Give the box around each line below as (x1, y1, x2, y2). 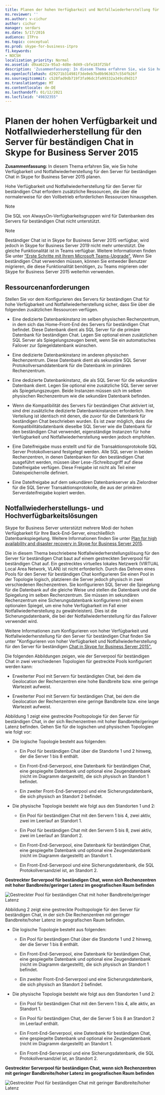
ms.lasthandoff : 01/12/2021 (5, 90, 63, 95)
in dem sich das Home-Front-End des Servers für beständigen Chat (12, 322, 149, 327)
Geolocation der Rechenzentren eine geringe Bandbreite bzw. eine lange (12, 698, 160, 704)
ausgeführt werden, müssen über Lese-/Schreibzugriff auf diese (12, 459, 143, 465)
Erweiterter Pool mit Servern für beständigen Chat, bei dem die (12, 693, 140, 699)
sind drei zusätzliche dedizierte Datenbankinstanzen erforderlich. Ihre (12, 408, 154, 413)
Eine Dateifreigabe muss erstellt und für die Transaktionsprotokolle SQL (12, 443, 157, 449)
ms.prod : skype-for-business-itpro (5, 44, 78, 49)
